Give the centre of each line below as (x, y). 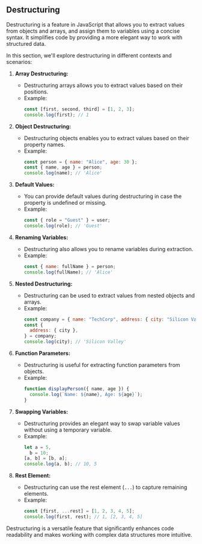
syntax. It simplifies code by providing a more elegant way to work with (94, 37)
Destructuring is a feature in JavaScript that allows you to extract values (96, 24)
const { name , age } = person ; (63, 168)
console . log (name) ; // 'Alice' (63, 173)
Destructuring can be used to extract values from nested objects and (109, 295)
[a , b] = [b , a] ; (46, 458)
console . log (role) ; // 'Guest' (63, 226)
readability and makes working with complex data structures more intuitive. (99, 534)
